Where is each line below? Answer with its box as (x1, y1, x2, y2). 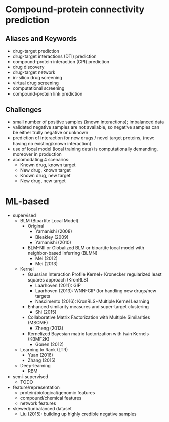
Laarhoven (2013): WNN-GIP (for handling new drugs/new (35, 287, 157, 294)
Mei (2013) (35, 260, 58, 266)
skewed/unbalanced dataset (12, 405, 72, 411)
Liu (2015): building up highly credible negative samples (20, 411, 137, 417)
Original (27, 223, 45, 229)
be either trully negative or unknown (12, 129, 89, 135)
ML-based (5, 196, 49, 207)
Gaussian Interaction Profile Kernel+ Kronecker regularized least (27, 271, 162, 277)
